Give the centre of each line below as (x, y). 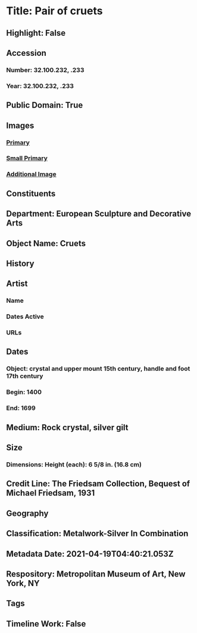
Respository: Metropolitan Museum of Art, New (96, 574)
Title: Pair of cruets (54, 11)
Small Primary (27, 158)
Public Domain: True (45, 105)
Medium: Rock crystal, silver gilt (68, 427)
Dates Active (25, 316)
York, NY (23, 583)
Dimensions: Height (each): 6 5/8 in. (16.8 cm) (74, 464)
